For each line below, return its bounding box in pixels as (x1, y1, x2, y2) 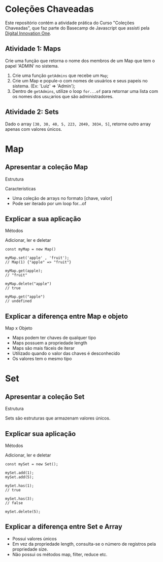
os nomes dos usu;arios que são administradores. (12, 93, 114, 99)
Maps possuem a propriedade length (12, 340, 88, 346)
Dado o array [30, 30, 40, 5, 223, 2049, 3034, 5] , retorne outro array (5, 121, 151, 127)
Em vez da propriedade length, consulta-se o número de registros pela (12, 541, 156, 547)
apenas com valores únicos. (5, 126, 63, 132)
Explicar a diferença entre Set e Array (5, 523, 123, 531)
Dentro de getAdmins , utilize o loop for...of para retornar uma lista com (12, 88, 159, 94)
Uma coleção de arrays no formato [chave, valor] (12, 195, 112, 201)
